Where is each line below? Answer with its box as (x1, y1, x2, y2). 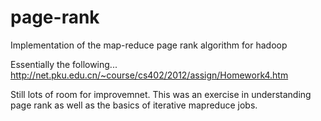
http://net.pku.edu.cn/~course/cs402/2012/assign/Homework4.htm (10, 69, 289, 81)
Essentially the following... (10, 58, 118, 70)
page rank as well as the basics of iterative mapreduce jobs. (10, 99, 258, 111)
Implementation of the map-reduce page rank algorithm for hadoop (10, 39, 288, 51)
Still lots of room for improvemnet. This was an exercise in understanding (10, 88, 312, 100)
